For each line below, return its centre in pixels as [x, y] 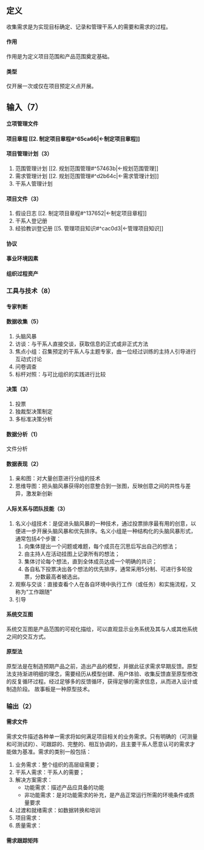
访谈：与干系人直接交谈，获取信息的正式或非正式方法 [82, 344]
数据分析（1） [24, 434]
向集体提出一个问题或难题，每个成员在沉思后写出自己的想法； [101, 546]
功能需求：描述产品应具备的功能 [64, 787]
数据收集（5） [24, 321]
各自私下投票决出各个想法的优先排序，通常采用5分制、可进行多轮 [105, 569]
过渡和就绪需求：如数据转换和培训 [58, 811]
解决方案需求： [34, 780]
